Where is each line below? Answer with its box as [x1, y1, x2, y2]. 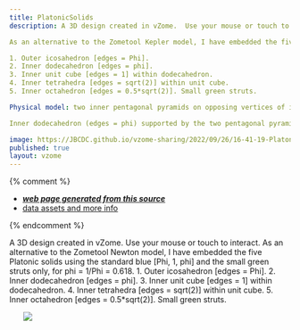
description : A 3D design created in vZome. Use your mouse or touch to [9, 21, 290, 30]
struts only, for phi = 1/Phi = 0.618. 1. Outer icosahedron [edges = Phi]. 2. [9, 266, 277, 276]
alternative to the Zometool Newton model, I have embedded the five [9, 247, 262, 258]
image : [9, 135, 34, 144]
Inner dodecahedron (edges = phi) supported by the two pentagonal [9, 119, 266, 128]
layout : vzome [9, 152, 62, 161]
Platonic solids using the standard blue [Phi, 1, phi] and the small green [9, 256, 270, 268]
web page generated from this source [21, 194, 166, 204]
